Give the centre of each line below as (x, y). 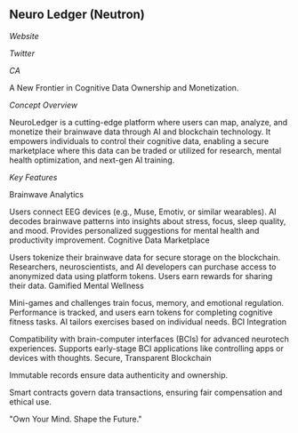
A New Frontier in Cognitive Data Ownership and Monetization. (124, 87)
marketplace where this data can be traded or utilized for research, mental (145, 150)
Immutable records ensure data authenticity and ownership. (119, 375)
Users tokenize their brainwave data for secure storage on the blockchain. (145, 257)
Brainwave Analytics (47, 194)
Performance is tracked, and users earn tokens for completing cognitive (141, 312)
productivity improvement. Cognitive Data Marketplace (110, 240)
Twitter (22, 53)
